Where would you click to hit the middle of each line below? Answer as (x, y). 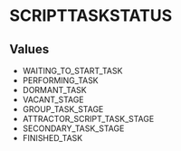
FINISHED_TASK (52, 138)
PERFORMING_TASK (61, 80)
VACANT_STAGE (53, 99)
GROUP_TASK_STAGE (63, 109)
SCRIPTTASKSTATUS (91, 16)
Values (29, 49)
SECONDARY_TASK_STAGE (73, 128)
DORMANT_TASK (55, 90)
